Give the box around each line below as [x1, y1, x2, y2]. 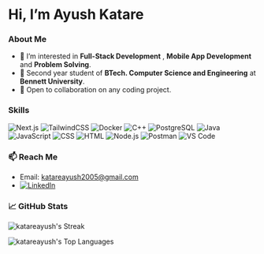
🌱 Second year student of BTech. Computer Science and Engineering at [19, 69, 256, 78]
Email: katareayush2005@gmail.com [19, 172, 139, 182]
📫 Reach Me [8, 151, 58, 162]
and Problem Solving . [19, 60, 92, 69]
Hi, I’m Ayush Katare [8, 6, 144, 24]
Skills [8, 105, 30, 116]
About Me [8, 34, 47, 45]
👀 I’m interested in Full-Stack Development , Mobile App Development [19, 51, 252, 61]
